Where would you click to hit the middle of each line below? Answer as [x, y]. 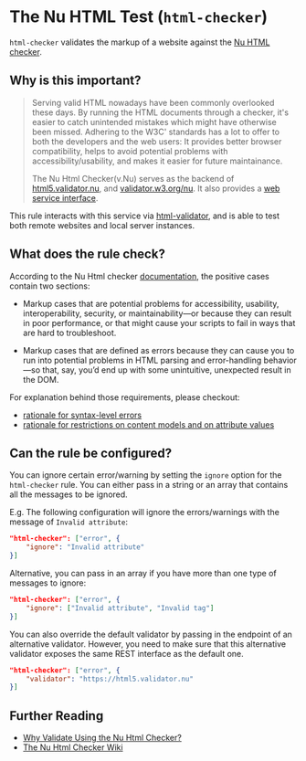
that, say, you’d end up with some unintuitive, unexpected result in [167, 370]
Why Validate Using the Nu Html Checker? [102, 738]
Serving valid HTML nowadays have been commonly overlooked [153, 102]
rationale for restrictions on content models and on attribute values [148, 424]
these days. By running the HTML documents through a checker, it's [160, 112]
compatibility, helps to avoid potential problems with [130, 151]
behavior [280, 360]
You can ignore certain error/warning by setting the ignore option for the [146, 475]
